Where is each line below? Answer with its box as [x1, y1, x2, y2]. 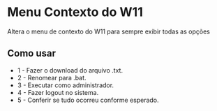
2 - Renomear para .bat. [17, 73, 87, 82]
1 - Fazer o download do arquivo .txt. [17, 66, 124, 74]
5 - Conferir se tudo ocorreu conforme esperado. [17, 96, 159, 104]
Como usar [7, 47, 57, 59]
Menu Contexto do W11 [7, 4, 143, 20]
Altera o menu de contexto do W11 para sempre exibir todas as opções [7, 27, 211, 36]
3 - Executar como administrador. [17, 81, 114, 89]
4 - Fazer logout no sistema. [17, 88, 99, 96]
